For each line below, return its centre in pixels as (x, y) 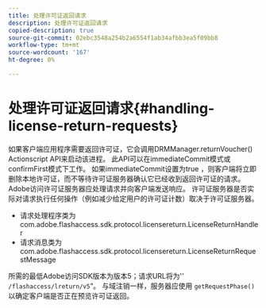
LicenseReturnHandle (223, 224)
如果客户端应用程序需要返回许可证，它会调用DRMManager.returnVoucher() (131, 148)
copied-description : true (51, 30)
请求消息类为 (40, 242)
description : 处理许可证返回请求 (58, 23)
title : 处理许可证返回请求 (48, 15)
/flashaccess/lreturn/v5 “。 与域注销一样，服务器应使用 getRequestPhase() (132, 286)
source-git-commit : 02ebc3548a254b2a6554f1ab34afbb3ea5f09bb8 (113, 38)
